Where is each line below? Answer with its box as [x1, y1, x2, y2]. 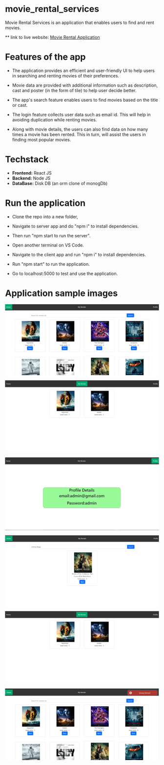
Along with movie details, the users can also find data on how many [12, 126, 148, 132]
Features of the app [5, 51, 86, 63]
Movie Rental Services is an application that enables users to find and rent [5, 20, 154, 25]
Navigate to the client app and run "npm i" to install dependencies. [12, 251, 146, 257]
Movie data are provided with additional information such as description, [12, 82, 158, 88]
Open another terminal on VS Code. [12, 242, 84, 248]
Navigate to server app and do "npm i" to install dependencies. [12, 223, 139, 229]
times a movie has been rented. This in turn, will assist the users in [12, 131, 146, 137]
